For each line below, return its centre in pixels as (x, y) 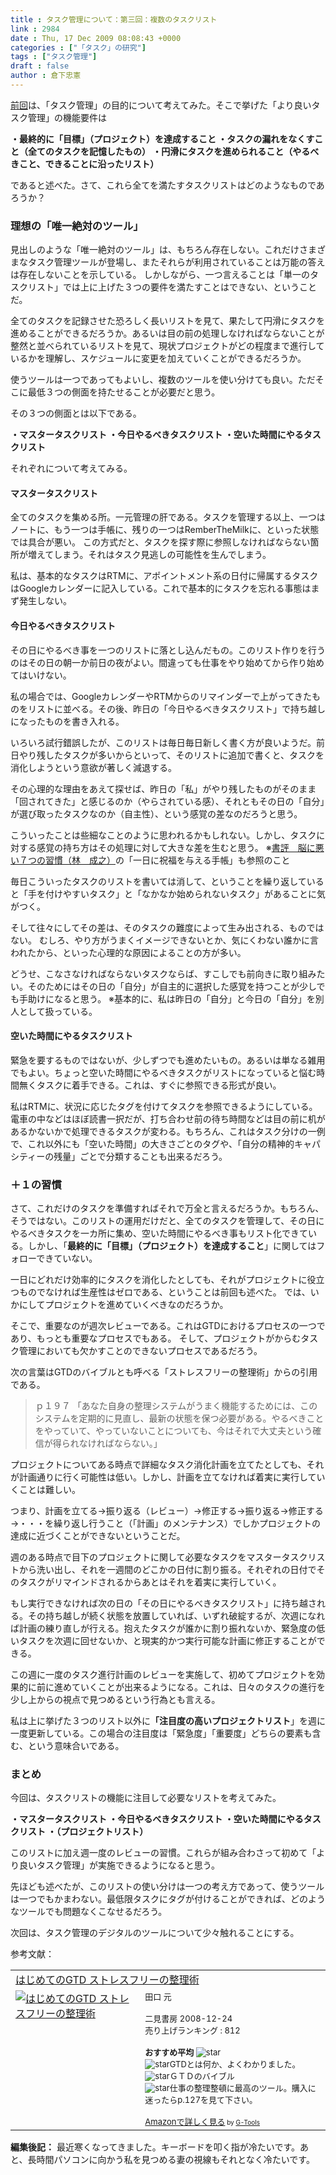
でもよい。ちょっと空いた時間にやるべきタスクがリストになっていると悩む (163, 1072)
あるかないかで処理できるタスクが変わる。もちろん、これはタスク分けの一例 (168, 1131)
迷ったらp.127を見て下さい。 (201, 2100)
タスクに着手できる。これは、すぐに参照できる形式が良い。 (159, 1085)
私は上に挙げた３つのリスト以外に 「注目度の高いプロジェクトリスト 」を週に (168, 1721)
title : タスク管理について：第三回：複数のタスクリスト (114, 19)
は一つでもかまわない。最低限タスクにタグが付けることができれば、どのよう (168, 1899)
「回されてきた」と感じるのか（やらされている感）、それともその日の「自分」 (167, 801)
